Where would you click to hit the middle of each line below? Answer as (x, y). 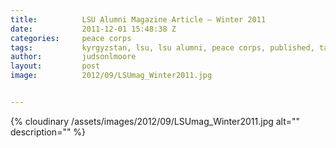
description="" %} (48, 132)
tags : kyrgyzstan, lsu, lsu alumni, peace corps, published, (162, 47)
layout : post (55, 66)
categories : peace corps (71, 38)
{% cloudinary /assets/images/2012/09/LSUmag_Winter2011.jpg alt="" (155, 121)
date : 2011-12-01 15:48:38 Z (93, 29)
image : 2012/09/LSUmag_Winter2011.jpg (111, 76)
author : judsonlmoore (73, 57)
